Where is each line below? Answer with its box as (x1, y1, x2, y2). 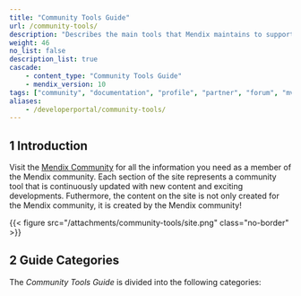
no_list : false (9, 47, 66, 56)
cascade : (9, 64, 42, 73)
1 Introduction (9, 138, 88, 153)
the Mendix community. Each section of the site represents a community (9, 171, 277, 182)
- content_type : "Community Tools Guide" (25, 72, 182, 81)
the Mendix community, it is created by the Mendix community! (9, 200, 242, 211)
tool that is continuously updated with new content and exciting (9, 181, 244, 192)
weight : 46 (9, 38, 50, 48)
